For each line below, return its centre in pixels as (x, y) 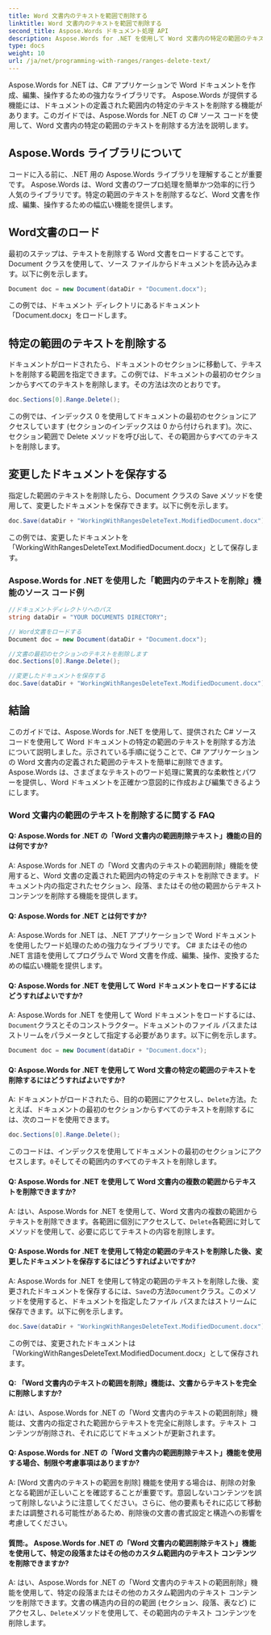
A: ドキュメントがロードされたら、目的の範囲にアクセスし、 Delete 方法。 (129, 1099)
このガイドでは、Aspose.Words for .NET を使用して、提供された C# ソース (132, 731)
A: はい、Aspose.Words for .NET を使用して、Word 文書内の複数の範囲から (133, 1211)
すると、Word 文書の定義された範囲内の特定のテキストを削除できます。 (134, 875)
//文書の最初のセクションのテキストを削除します (78, 654)
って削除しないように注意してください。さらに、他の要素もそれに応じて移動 (135, 1503)
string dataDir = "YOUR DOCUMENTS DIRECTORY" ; (88, 617)
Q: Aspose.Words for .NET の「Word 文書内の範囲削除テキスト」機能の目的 (135, 836)
